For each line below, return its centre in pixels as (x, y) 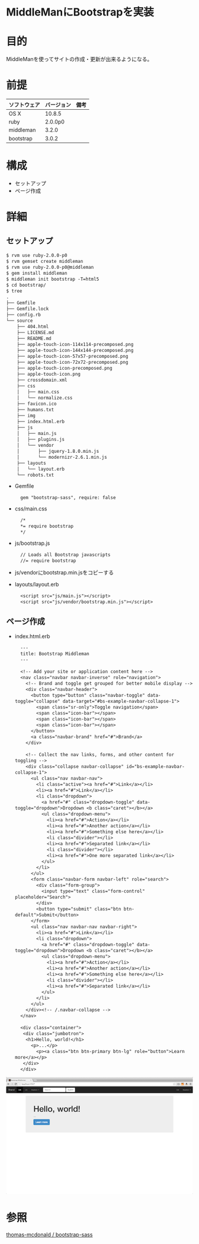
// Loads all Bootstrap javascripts (65, 555)
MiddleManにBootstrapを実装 (80, 12)
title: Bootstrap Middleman (55, 653)
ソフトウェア (24, 104)
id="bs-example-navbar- (155, 766)
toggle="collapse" (37, 701)
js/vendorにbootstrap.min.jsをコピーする (64, 572)
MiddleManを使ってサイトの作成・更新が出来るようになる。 (79, 59)
